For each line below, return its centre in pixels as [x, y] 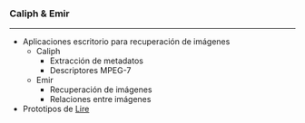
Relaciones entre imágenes [100, 99]
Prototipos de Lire [56, 109]
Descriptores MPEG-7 [90, 71]
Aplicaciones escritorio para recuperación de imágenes [126, 42]
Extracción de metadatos [96, 61]
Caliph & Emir [39, 14]
